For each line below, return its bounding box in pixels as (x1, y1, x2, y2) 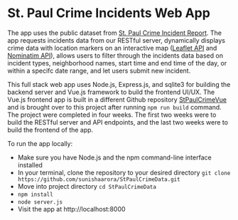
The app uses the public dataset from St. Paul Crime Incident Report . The (7, 28, 222, 37)
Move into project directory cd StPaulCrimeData (17, 182, 156, 190)
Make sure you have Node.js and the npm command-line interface (17, 153, 212, 162)
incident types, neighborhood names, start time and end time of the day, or (7, 58, 227, 67)
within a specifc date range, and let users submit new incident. (7, 66, 191, 75)
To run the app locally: (7, 139, 73, 147)
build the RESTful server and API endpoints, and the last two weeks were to (7, 117, 229, 126)
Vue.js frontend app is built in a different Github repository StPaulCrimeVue (7, 95, 227, 104)
